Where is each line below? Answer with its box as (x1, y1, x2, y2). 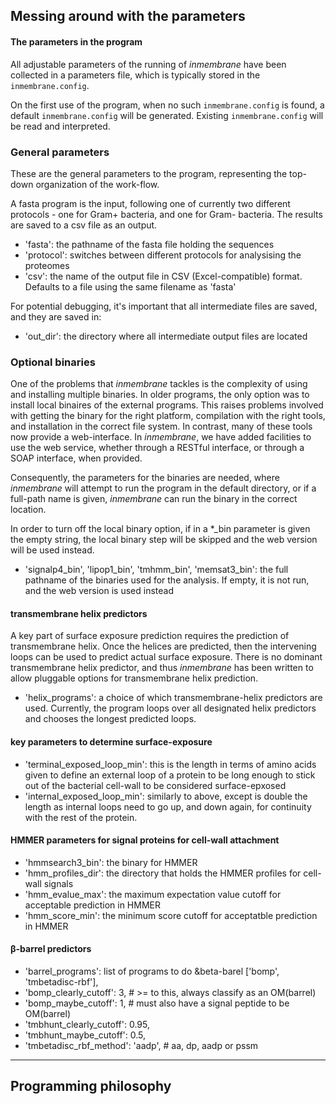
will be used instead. (10, 544, 95, 556)
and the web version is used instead (24, 585, 174, 597)
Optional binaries (10, 355, 96, 369)
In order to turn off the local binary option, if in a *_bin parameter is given (10, 523, 311, 535)
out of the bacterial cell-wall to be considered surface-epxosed (24, 779, 287, 791)
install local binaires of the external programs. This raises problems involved (10, 399, 324, 411)
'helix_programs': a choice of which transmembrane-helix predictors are (24, 692, 323, 704)
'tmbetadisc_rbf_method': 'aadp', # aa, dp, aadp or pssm (24, 1040, 259, 1051)
